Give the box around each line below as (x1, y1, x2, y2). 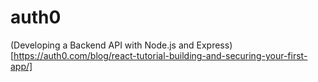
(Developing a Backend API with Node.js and (10, 39, 195, 51)
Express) (196, 39, 233, 51)
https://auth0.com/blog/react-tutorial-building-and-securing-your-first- (13, 49, 308, 61)
